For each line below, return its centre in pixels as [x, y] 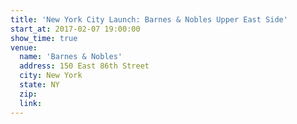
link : [31, 103]
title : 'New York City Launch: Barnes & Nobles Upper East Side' [149, 19]
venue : [24, 47]
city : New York [51, 76]
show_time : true [44, 38]
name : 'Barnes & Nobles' [71, 57]
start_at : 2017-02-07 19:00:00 [75, 29]
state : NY [39, 85]
